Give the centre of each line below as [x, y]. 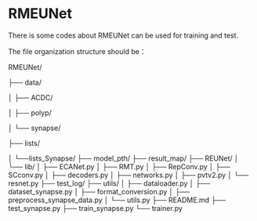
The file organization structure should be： [77, 51]
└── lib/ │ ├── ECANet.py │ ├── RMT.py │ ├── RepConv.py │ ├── [119, 166]
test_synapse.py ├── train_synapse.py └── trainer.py [95, 208]
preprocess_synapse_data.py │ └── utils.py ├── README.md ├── [117, 200]
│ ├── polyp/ [30, 112]
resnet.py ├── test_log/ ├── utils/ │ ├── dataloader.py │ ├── [109, 183]
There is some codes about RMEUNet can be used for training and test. [123, 35]
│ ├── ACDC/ [31, 97]
